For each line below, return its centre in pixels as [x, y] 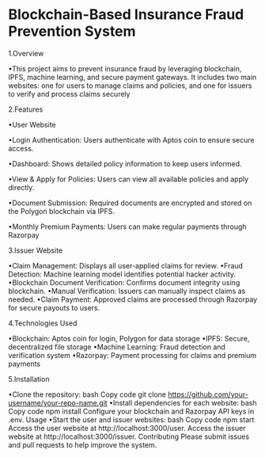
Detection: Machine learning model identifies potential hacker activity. [122, 274]
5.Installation [29, 379]
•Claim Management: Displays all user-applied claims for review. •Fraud [126, 265]
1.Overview [26, 53]
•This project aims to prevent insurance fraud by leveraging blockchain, [125, 68]
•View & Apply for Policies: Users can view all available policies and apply [129, 179]
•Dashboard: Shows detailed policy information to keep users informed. [125, 163]
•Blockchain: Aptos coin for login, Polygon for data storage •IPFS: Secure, [129, 338]
